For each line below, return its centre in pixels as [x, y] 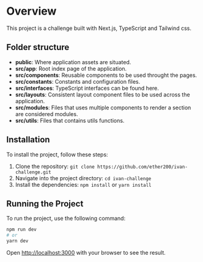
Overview [31, 11]
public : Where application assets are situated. [73, 62]
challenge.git [33, 172]
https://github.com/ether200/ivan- [142, 167]
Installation [28, 140]
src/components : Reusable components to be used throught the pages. [106, 75]
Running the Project [45, 204]
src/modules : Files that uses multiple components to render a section [103, 107]
